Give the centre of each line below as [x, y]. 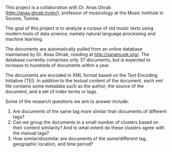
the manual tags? [31, 133]
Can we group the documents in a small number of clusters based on [85, 122]
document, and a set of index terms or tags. [51, 91]
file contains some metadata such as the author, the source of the [75, 86]
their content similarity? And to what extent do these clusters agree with [89, 128]
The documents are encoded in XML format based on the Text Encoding [81, 75]
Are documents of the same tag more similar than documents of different [90, 111]
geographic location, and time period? [53, 144]
